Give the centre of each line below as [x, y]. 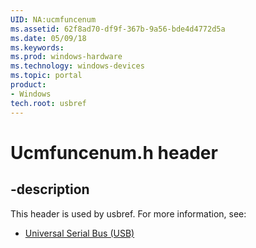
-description [50, 189]
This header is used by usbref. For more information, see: [128, 213]
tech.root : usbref [48, 103]
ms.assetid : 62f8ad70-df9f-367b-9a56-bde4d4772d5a [118, 29]
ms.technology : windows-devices [77, 66]
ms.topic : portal [46, 76]
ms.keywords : [37, 47]
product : [28, 85]
